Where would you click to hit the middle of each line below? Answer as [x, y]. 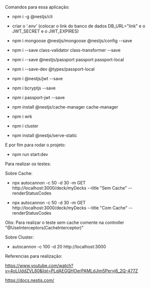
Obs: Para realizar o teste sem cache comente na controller [65, 222]
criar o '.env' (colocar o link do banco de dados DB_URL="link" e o [79, 26]
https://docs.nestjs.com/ [30, 280]
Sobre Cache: [19, 173]
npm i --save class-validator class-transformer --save [66, 50]
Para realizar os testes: [28, 164]
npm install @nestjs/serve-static [45, 135]
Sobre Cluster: [19, 237]
